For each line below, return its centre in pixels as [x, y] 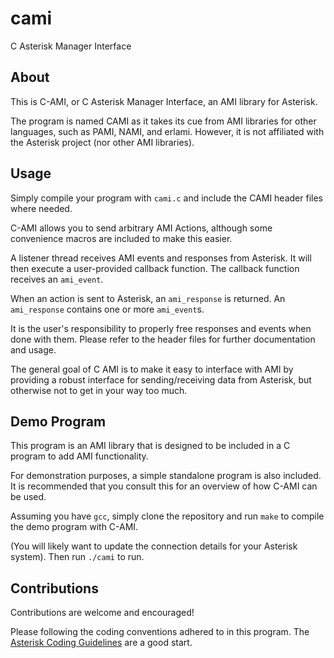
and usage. [33, 349]
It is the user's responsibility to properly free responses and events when [161, 328]
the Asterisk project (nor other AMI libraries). [102, 142]
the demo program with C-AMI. [74, 527]
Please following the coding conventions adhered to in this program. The [160, 632]
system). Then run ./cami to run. [77, 557]
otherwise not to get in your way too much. [99, 390]
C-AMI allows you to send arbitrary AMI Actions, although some [141, 228]
